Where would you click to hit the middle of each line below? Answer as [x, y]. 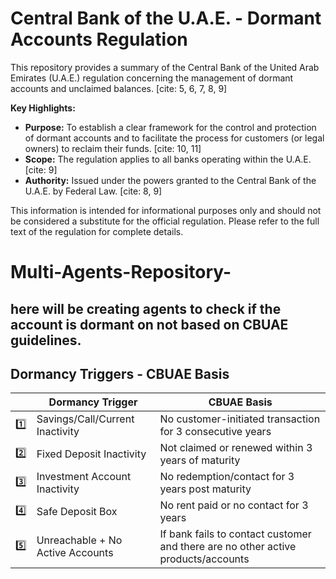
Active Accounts [75, 553]
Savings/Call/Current [85, 419]
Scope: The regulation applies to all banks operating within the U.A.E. [168, 159]
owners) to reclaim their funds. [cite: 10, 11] [113, 148]
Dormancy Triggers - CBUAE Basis [120, 373]
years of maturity [200, 460]
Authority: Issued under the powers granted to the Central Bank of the [170, 180]
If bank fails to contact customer [235, 534]
